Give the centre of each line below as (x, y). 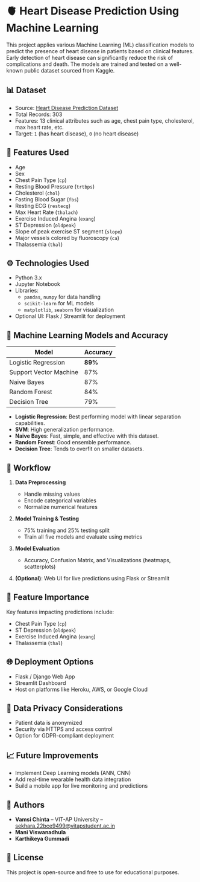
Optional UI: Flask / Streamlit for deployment (70, 316)
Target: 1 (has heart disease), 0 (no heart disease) (77, 134)
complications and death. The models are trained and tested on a (87, 64)
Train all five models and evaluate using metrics (83, 537)
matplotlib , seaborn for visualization (69, 310)
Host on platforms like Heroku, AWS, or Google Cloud (81, 689)
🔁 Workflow (29, 468)
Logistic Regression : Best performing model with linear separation (98, 417)
